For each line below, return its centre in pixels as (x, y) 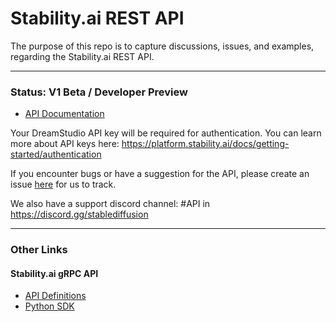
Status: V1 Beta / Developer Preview (99, 92)
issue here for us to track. (63, 184)
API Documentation (64, 114)
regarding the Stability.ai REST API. (82, 56)
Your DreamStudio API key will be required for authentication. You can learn (166, 133)
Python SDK (49, 306)
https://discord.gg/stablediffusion (79, 214)
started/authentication (56, 154)
